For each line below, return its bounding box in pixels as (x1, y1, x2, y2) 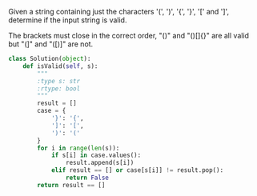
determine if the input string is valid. (8, 15, 127, 25)
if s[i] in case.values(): (50, 151, 142, 159)
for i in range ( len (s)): (37, 144, 120, 152)
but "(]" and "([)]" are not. (8, 39, 94, 49)
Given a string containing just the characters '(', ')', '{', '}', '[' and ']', (8, 7, 230, 16)
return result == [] (37, 181, 106, 189)
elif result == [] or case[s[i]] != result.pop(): (50, 166, 224, 174)
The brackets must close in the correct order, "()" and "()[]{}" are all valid (8, 31, 250, 40)
